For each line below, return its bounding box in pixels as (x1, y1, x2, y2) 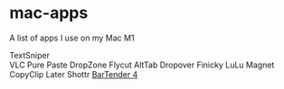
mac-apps (9, 3, 89, 23)
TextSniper (9, 49, 50, 60)
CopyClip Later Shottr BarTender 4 (9, 68, 138, 79)
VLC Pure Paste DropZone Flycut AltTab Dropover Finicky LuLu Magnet (9, 59, 275, 70)
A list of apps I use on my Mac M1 (9, 32, 135, 43)
